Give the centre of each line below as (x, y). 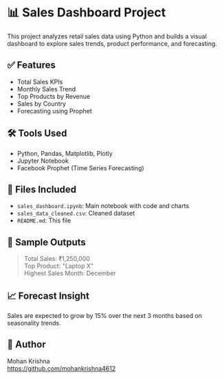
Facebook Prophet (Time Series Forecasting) (80, 168)
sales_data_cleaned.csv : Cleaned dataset (76, 214)
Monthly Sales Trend (46, 89)
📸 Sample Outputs (46, 242)
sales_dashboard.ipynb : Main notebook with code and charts (103, 206)
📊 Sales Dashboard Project (87, 13)
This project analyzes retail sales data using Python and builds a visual (107, 36)
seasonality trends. (34, 323)
